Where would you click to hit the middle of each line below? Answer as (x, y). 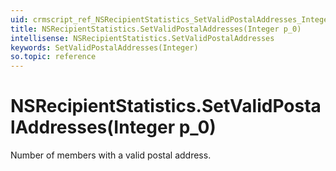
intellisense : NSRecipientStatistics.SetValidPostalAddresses (142, 38)
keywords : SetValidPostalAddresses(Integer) (104, 47)
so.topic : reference (53, 57)
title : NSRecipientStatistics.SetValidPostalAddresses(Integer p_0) (156, 29)
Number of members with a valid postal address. (111, 155)
